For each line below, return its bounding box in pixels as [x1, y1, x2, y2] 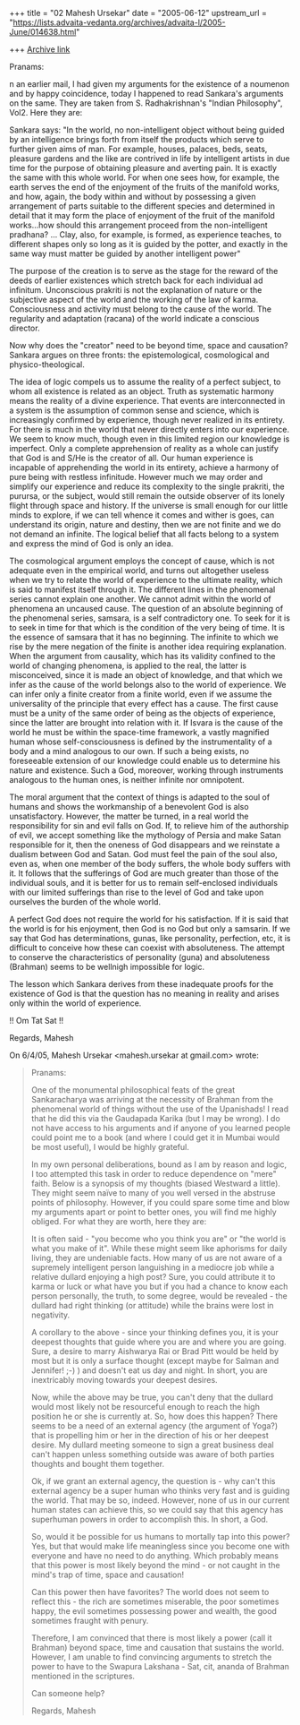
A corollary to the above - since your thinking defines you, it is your [30, 1327, 279, 1337]
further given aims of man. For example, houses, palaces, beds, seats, [9, 143, 268, 154]
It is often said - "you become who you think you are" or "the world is [30, 1233, 287, 1244]
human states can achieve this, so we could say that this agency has [30, 1505, 284, 1515]
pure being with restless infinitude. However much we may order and [9, 472, 263, 482]
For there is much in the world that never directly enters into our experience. [9, 425, 290, 434]
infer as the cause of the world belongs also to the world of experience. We [9, 680, 287, 690]
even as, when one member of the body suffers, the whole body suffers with [9, 859, 291, 869]
